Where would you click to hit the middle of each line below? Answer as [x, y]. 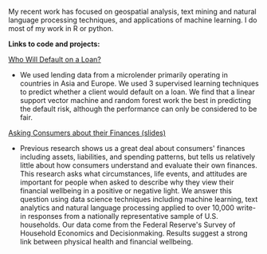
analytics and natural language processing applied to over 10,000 [127, 208]
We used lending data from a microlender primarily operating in [124, 75]
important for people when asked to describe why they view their [127, 182]
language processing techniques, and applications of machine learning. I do [133, 20]
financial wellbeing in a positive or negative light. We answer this [126, 190]
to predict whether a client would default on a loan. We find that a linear [137, 92]
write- [246, 208]
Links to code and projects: [54, 44]
